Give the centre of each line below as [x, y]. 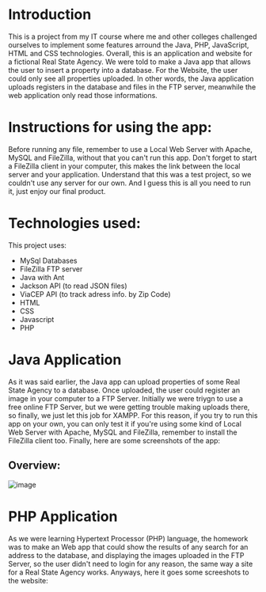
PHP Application [63, 516]
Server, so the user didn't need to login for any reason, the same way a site [131, 564]
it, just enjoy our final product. [57, 191]
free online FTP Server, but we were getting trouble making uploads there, [129, 407]
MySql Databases [48, 260]
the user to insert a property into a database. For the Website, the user [123, 70]
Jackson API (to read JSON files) [73, 286]
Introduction [50, 15]
